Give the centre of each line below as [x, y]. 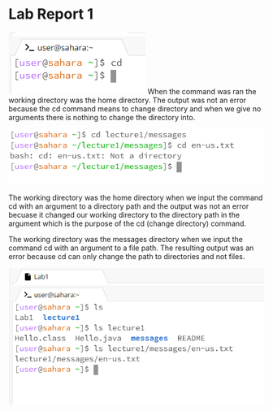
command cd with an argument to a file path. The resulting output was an [131, 248]
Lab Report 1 [51, 14]
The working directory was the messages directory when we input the [126, 240]
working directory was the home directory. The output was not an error [127, 100]
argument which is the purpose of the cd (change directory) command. [127, 223]
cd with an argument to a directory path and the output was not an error [129, 206]
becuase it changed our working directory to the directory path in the [124, 215]
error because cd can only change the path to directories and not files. [127, 257]
